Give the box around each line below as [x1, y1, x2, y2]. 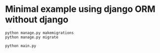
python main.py [5, 43, 37, 48]
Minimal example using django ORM [5, 3, 156, 15]
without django [5, 14, 69, 25]
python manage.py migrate [5, 35, 58, 40]
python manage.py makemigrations [5, 30, 74, 35]
